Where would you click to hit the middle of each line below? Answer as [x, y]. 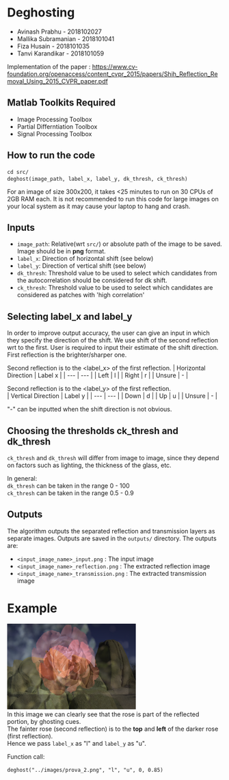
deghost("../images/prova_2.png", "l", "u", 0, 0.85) [85, 770]
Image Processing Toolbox [54, 119]
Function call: [26, 756]
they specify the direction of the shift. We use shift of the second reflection [113, 340]
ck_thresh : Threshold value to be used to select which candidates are [115, 288]
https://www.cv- [115, 66]
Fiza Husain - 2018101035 [53, 46]
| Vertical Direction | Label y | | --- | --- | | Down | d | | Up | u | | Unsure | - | [112, 396]
